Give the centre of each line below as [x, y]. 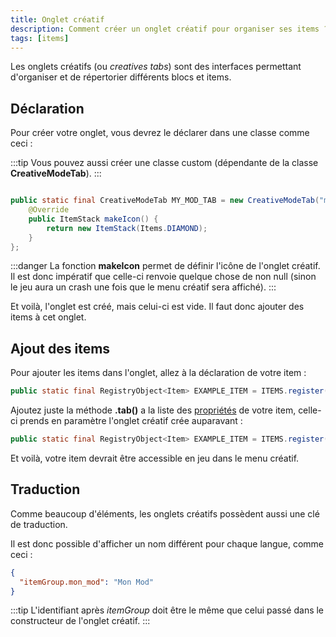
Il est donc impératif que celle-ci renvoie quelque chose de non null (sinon [163, 277]
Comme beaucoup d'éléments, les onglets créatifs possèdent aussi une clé [165, 513]
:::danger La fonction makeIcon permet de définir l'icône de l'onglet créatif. [165, 266]
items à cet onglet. [48, 317]
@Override [49, 210]
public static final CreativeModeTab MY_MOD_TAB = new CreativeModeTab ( [165, 201]
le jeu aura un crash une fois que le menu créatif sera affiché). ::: [143, 287]
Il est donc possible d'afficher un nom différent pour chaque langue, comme [167, 543]
